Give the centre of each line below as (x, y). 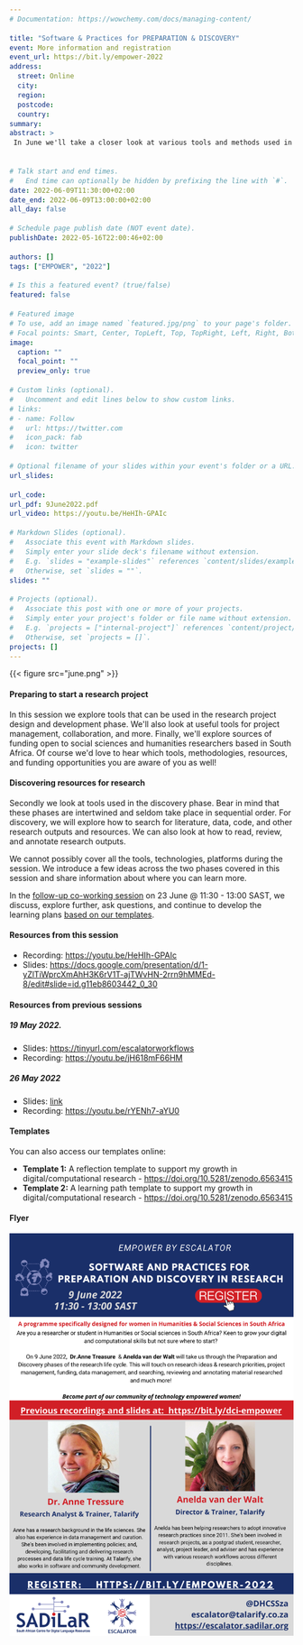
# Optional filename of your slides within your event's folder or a (143, 466)
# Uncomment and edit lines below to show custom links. (123, 400)
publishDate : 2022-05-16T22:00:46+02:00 (87, 238)
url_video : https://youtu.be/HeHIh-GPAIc (88, 514)
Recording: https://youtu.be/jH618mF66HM (102, 1057)
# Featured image (42, 314)
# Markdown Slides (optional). (68, 533)
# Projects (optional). (54, 600)
